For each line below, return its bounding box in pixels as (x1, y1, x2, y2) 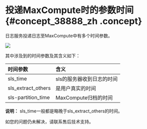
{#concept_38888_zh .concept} (5, 15, 142, 27)
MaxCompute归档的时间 (55, 94, 113, 101)
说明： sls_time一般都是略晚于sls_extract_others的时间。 (5, 108, 122, 114)
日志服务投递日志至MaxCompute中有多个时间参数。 (5, 32, 113, 38)
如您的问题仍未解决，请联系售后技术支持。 (5, 118, 94, 124)
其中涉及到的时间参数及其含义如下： (5, 52, 81, 58)
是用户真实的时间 (55, 84, 97, 91)
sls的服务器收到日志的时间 (55, 75, 118, 82)
